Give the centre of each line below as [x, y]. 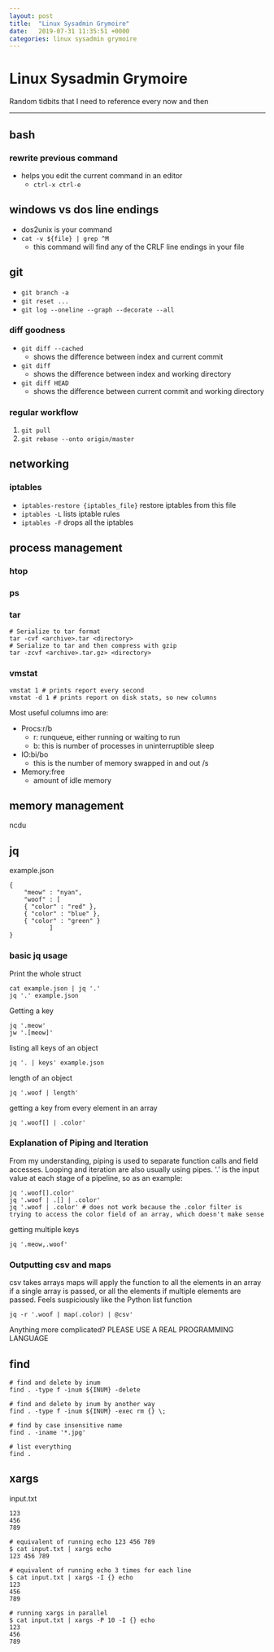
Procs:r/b [37, 728]
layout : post [31, 16]
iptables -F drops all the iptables [77, 522]
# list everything [40, 1447]
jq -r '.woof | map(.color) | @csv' [71, 1315]
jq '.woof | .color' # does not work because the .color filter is [126, 1207]
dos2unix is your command [67, 229]
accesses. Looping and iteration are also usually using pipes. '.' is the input [134, 1169]
